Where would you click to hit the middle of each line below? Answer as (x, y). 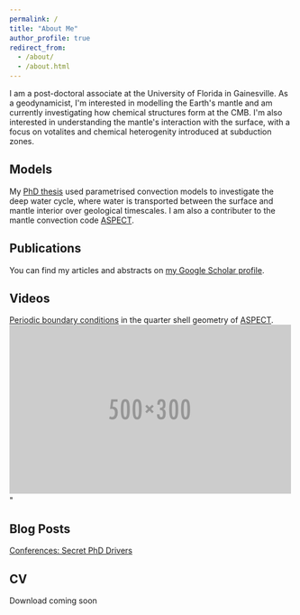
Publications (45, 248)
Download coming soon (53, 601)
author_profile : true (50, 38)
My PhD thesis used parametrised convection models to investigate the (142, 191)
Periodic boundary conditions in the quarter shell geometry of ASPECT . (141, 320)
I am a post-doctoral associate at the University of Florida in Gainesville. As (149, 93)
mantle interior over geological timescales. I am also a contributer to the (143, 210)
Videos (30, 299)
